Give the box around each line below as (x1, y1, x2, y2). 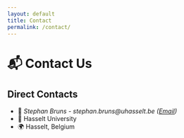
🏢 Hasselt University (17, 115, 77, 123)
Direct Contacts (7, 88, 78, 100)
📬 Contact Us (7, 55, 93, 71)
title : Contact (7, 17, 52, 24)
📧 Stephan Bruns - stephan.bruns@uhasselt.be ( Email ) (17, 107, 178, 115)
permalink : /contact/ (7, 23, 71, 30)
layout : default (7, 10, 55, 18)
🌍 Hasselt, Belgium (17, 122, 75, 131)
